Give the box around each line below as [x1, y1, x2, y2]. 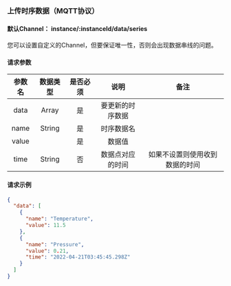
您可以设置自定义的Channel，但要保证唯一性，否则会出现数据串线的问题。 [7, 41, 218, 49]
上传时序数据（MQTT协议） [7, 5, 99, 15]
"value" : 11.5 [25, 222, 67, 229]
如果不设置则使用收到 [148, 150, 218, 159]
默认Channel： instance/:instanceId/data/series [7, 24, 148, 32]
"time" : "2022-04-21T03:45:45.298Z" [25, 254, 131, 261]
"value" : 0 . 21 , [25, 247, 69, 254]
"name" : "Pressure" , [25, 241, 85, 248]
